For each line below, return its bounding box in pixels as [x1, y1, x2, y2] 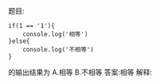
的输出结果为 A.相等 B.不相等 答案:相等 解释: [8, 67, 153, 77]
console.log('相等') [22, 30, 88, 38]
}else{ [8, 37, 30, 45]
